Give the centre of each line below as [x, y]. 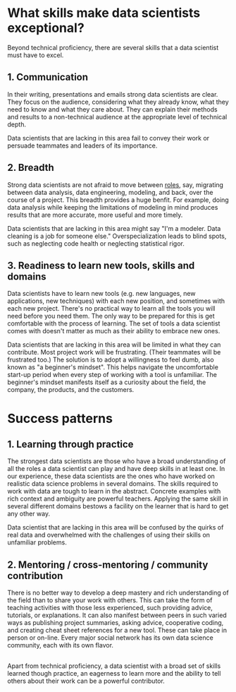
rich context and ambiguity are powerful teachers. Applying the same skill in [118, 499]
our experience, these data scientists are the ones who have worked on [111, 476]
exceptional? [46, 28]
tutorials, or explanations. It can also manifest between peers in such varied [117, 615]
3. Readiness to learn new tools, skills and [101, 265]
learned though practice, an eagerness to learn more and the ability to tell [114, 673]
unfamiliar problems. [37, 542]
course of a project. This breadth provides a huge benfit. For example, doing [118, 200]
